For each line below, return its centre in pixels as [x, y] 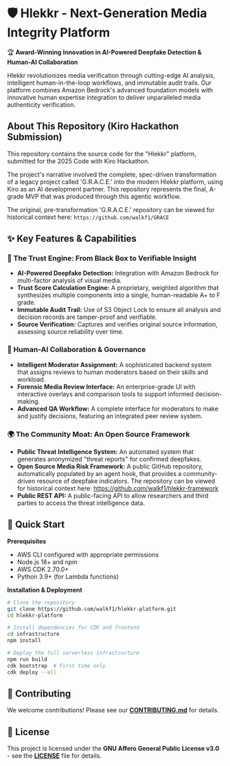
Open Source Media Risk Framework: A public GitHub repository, [110, 466]
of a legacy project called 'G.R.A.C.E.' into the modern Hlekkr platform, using [115, 182]
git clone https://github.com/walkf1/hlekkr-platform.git [92, 609]
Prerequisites [27, 541]
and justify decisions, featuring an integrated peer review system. [110, 416]
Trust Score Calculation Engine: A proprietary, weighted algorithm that [118, 288]
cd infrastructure [33, 634]
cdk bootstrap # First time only [57, 665]
